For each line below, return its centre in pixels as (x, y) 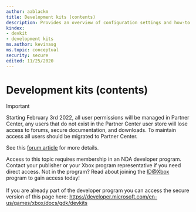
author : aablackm (27, 11)
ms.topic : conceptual (33, 50)
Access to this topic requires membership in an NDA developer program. (94, 159)
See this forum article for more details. (53, 148)
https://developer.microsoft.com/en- (113, 197)
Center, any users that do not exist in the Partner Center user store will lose (97, 124)
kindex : (16, 28)
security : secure (27, 55)
